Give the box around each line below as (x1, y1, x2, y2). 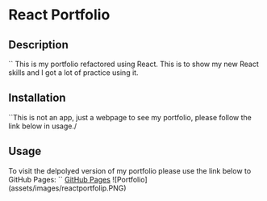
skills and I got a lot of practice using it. (8, 68, 139, 77)
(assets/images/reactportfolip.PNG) (8, 183, 127, 193)
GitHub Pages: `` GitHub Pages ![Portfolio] (8, 174, 148, 184)
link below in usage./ (8, 121, 77, 131)
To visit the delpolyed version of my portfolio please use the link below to (8, 165, 252, 175)
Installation (8, 91, 66, 105)
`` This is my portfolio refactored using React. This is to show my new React (8, 59, 260, 69)
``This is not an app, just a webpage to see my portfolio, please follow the (8, 112, 252, 122)
